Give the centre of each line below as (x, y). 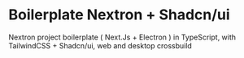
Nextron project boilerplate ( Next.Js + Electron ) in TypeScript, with (122, 37)
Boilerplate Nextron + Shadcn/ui (119, 15)
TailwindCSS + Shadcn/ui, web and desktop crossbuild (100, 45)
